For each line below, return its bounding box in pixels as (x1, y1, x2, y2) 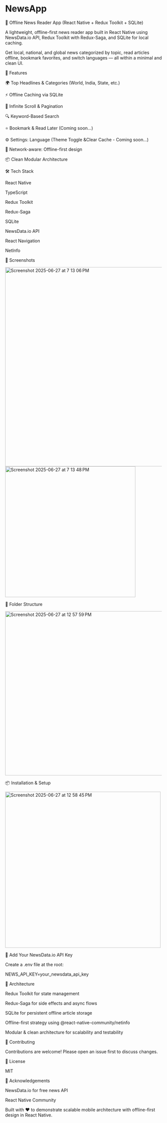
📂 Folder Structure (5, 601, 43, 607)
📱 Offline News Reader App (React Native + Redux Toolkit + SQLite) (5, 19, 144, 25)
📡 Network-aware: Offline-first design (5, 146, 83, 152)
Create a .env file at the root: (5, 961, 64, 967)
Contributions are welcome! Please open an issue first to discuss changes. (5, 1049, 158, 1055)
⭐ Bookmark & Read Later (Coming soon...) (5, 125, 93, 131)
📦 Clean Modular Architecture (5, 156, 68, 162)
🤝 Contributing (5, 1039, 35, 1045)
